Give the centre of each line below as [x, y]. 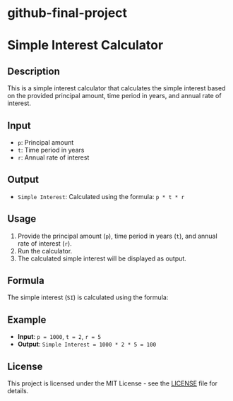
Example [27, 319]
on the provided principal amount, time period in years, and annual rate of [114, 96]
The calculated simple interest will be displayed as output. [102, 258]
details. [18, 391]
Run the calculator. [45, 251]
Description [34, 71]
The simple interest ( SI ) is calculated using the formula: [88, 297]
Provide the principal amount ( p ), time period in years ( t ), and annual [117, 236]
